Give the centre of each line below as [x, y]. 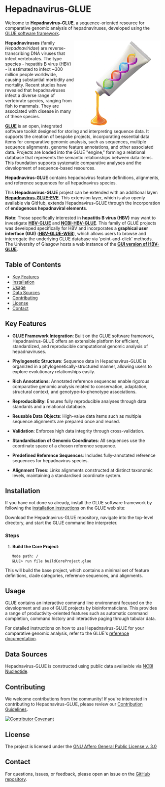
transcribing [17, 53]
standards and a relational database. [49, 406]
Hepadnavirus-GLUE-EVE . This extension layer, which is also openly [75, 197]
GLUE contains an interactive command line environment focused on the [79, 603]
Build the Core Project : [36, 546]
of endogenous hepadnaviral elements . [46, 208]
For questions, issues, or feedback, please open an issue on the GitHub [78, 774]
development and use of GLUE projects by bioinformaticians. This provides [81, 608]
